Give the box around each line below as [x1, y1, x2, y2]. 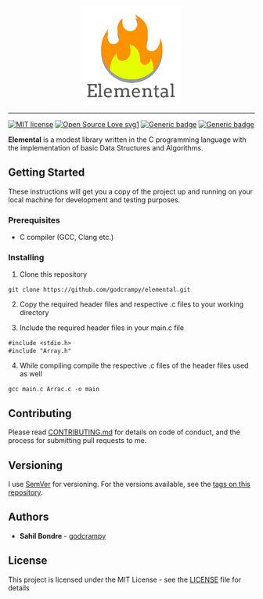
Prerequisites [8, 214, 60, 225]
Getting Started [8, 166, 85, 180]
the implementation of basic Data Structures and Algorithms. [8, 143, 204, 152]
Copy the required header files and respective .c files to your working [19, 299, 244, 309]
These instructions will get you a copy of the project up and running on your [8, 187, 253, 196]
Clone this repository [19, 270, 88, 279]
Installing [8, 252, 45, 263]
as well [19, 369, 43, 379]
